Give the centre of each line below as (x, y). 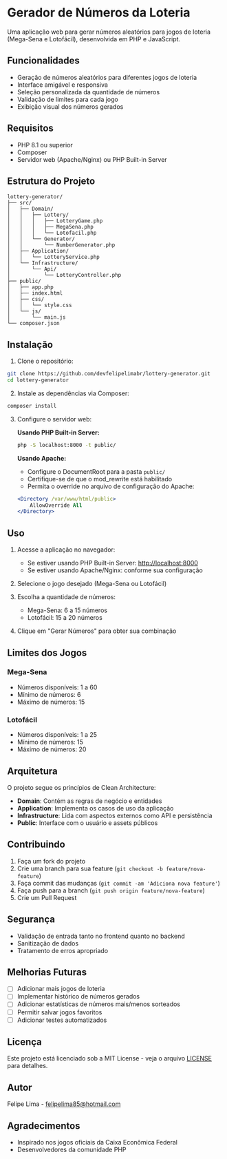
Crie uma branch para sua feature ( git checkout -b (90, 868)
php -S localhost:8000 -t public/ (66, 445)
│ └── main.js (37, 317)
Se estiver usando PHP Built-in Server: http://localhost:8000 (112, 563)
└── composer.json (33, 324)
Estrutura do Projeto (51, 181)
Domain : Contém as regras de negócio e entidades (89, 801)
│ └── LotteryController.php (64, 275)
